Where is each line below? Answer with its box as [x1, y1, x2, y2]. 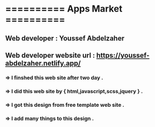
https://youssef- [96, 51, 150, 60]
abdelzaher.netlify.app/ [5, 59, 81, 67]
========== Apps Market [5, 3, 122, 15]
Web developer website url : [5, 51, 95, 60]
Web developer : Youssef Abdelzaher [5, 34, 125, 43]
